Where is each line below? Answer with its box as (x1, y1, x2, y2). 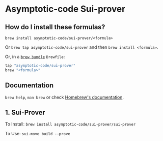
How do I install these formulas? (5, 23, 106, 31)
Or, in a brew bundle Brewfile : (5, 54, 65, 60)
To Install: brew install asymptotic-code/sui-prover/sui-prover (5, 121, 136, 127)
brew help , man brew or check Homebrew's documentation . (5, 94, 124, 100)
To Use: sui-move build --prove (5, 131, 70, 137)
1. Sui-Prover (5, 108, 46, 117)
